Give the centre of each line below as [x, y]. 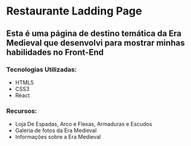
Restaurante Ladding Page [74, 11]
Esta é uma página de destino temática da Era [94, 33]
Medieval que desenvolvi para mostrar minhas [95, 43]
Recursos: [22, 111]
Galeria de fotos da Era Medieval [56, 130]
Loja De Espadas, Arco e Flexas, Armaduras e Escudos [84, 124]
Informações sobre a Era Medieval [58, 137]
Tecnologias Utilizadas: [42, 69]
